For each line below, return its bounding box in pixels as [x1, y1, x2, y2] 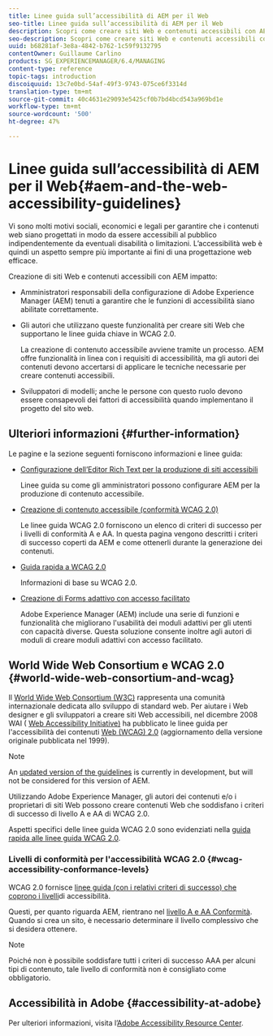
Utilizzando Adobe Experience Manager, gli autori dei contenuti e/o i [8, 791, 237, 801]
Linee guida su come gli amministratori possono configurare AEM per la [19, 480, 261, 490]
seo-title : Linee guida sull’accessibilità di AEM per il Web [8, 20, 223, 28]
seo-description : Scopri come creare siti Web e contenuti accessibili [8, 34, 256, 43]
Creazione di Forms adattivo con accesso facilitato [19, 593, 191, 603]
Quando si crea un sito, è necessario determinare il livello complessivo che [8, 915, 258, 925]
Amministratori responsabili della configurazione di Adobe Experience [19, 287, 254, 297]
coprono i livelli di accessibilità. [8, 891, 111, 900]
